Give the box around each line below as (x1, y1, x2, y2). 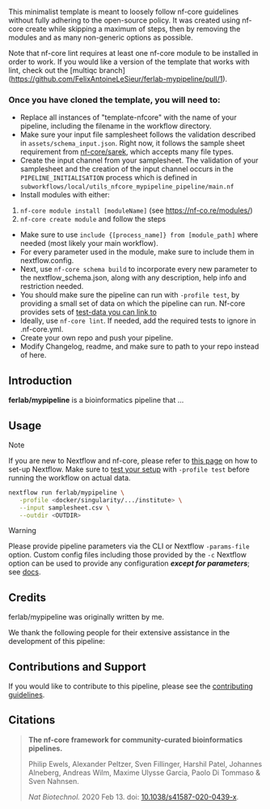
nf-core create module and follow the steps (19, 214, 167, 224)
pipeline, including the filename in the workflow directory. (19, 121, 212, 131)
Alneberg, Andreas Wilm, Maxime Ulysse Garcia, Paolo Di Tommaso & (27, 768, 261, 777)
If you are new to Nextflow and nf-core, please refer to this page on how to (8, 455, 258, 465)
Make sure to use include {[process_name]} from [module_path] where (19, 230, 259, 239)
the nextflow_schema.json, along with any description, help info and (19, 273, 247, 282)
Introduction (8, 374, 73, 388)
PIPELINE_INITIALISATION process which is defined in (19, 173, 198, 183)
